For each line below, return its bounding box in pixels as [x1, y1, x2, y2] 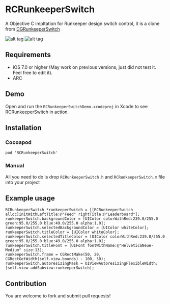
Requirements [5, 50, 51, 59]
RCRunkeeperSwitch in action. [5, 109, 69, 115]
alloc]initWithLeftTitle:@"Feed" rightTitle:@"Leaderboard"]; [5, 212, 140, 217]
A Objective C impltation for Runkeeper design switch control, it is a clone [5, 20, 160, 27]
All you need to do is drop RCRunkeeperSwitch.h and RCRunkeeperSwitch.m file [5, 173, 165, 180]
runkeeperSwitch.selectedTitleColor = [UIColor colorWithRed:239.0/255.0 [5, 234, 165, 239]
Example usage [5, 194, 55, 202]
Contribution [5, 279, 47, 288]
